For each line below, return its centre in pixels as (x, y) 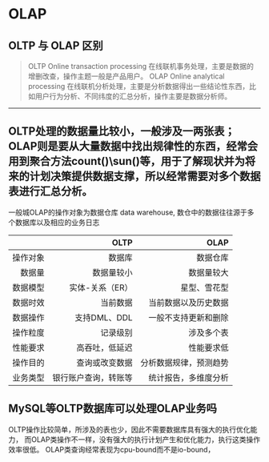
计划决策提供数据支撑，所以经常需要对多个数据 (145, 177)
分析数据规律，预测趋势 (185, 363)
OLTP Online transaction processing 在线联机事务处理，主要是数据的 (141, 66)
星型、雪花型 (205, 287)
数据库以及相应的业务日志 (57, 222)
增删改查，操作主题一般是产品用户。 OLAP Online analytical (126, 76)
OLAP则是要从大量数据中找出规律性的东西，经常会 (133, 146)
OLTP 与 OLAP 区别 (56, 45)
